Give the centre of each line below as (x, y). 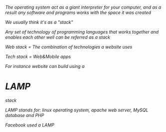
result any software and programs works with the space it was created (78, 12)
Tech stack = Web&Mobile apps (38, 56)
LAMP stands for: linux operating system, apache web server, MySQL (77, 110)
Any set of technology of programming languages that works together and (82, 32)
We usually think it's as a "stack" (39, 22)
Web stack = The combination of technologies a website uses (69, 47)
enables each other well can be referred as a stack (58, 37)
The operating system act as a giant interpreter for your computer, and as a (83, 7)
